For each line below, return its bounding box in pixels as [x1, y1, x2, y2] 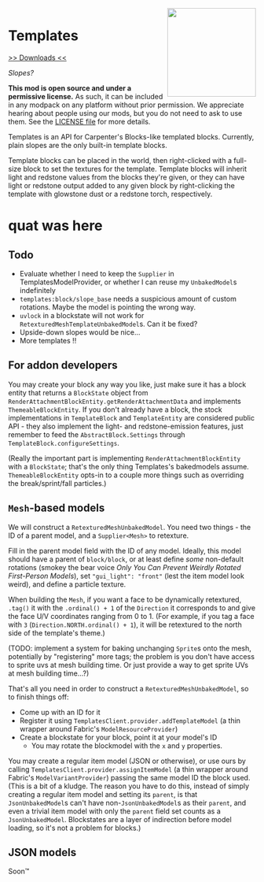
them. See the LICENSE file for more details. [8, 117, 151, 126]
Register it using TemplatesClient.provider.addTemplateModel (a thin [19, 716, 241, 725]
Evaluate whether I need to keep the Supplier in [19, 269, 174, 278]
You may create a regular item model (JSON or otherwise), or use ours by [8, 756, 246, 765]
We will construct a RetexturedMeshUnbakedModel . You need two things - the [8, 522, 251, 532]
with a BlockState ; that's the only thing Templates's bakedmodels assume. [8, 461, 249, 471]
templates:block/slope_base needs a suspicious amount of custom [19, 294, 237, 303]
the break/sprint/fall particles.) [8, 478, 107, 487]
